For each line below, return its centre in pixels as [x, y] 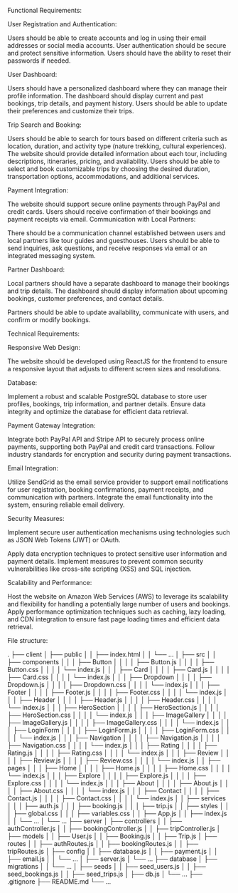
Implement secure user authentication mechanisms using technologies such [119, 532]
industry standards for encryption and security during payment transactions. [119, 454]
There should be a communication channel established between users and [117, 233]
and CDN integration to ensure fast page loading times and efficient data [114, 619]
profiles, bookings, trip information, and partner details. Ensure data [107, 404]
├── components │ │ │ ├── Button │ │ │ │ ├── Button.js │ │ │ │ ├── [111, 662]
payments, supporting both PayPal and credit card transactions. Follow [111, 447]
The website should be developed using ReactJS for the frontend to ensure [117, 361]
